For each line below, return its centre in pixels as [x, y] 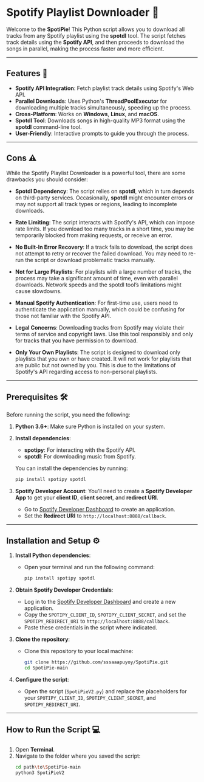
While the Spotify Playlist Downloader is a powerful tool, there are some [96, 173]
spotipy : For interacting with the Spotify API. [80, 450]
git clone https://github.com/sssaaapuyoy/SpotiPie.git [96, 662]
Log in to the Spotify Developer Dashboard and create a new [100, 601]
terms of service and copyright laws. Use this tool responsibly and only [104, 334]
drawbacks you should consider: [47, 179]
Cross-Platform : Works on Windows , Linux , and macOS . [87, 114]
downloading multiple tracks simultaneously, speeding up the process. [104, 107]
